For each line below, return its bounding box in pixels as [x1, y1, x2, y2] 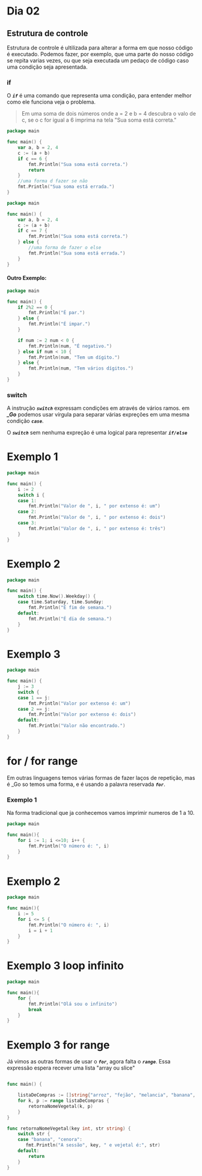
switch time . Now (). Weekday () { [17, 593, 96, 599]
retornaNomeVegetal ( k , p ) [28, 1103, 94, 1109]
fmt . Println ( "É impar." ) [28, 321, 91, 327]
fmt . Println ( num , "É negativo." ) [28, 343, 112, 349]
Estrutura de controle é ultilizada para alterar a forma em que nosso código [7, 44, 193, 51]
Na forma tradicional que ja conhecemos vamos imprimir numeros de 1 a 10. [7, 809, 195, 817]
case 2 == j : [17, 706, 50, 712]
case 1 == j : [17, 695, 50, 701]
